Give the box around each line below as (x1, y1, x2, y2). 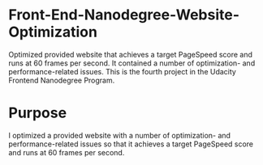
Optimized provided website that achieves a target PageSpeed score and (8, 49, 253, 59)
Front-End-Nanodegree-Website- (8, 6, 240, 24)
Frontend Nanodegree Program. (8, 75, 115, 85)
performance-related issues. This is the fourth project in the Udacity (8, 66, 237, 76)
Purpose (8, 104, 67, 122)
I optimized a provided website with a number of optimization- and (8, 130, 231, 140)
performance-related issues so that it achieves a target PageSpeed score (8, 139, 254, 149)
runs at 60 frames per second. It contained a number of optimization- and (8, 58, 256, 68)
